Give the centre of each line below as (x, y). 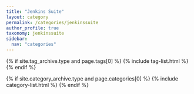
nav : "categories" (34, 45)
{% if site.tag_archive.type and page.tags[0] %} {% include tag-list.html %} (98, 61)
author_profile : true (33, 28)
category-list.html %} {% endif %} (48, 85)
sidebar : (17, 39)
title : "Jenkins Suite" (35, 11)
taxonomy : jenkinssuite (35, 33)
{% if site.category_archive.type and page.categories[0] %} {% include (92, 78)
